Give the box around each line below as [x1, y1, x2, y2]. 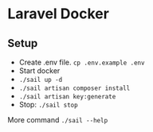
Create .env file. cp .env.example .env [18, 57, 145, 67]
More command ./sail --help [7, 115, 108, 124]
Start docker [18, 66, 61, 76]
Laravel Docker [7, 5, 109, 23]
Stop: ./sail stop [18, 100, 78, 109]
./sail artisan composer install [18, 84, 131, 92]
